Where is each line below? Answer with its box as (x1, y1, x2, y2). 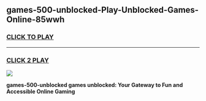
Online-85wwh (6, 15, 65, 25)
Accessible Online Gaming (6, 88, 75, 95)
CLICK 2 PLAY (6, 56, 49, 64)
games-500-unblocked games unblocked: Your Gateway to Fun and (6, 81, 183, 88)
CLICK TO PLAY (6, 33, 54, 42)
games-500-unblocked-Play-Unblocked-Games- (6, 5, 199, 15)
